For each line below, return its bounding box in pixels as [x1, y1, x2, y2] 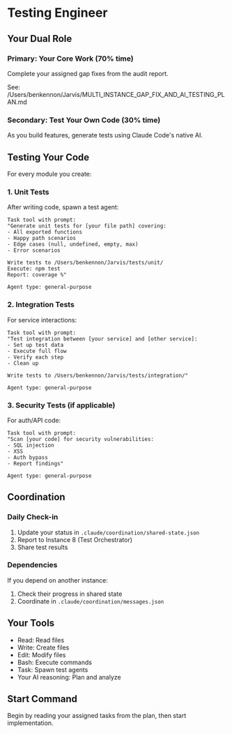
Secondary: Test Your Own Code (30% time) [7, 115, 161, 125]
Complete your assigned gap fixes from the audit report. [7, 69, 169, 77]
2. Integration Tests [7, 300, 75, 310]
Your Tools [7, 617, 55, 629]
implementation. [7, 719, 54, 727]
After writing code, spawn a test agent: [7, 203, 119, 211]
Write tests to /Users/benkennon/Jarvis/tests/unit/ [7, 260, 164, 267]
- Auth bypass [7, 454, 49, 461]
